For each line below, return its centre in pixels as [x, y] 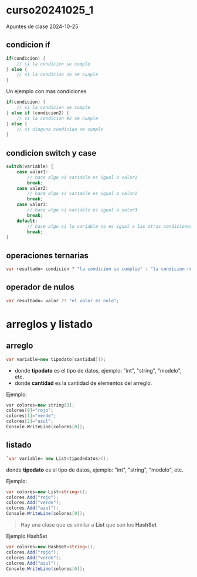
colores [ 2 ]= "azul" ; [30, 421]
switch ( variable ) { [30, 167]
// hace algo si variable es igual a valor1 [82, 177]
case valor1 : [33, 172]
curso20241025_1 [50, 10]
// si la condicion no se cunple [57, 75]
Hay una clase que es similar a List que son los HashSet [89, 525]
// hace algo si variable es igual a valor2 [82, 194]
